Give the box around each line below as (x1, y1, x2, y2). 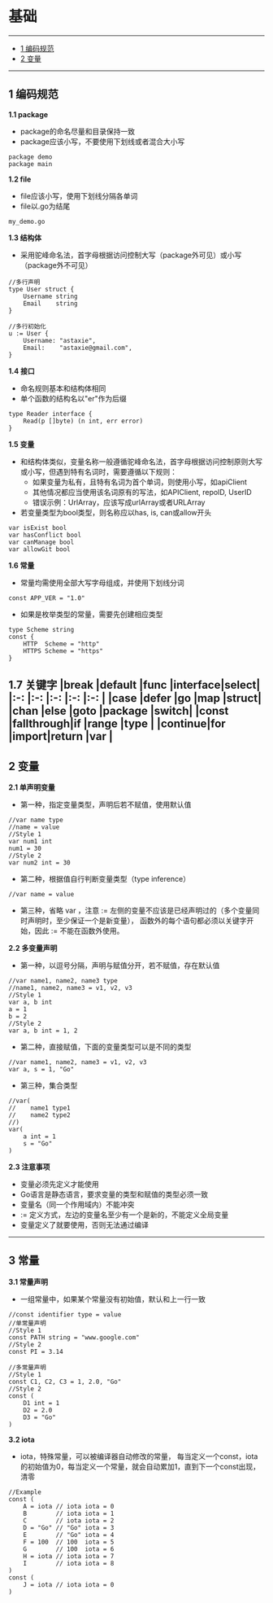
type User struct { (8, 285, 75, 293)
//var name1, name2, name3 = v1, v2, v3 (8, 1058, 148, 1066)
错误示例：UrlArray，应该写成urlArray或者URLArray (32, 497, 206, 507)
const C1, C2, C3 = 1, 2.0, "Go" (8, 1377, 122, 1386)
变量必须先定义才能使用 (19, 1179, 99, 1189)
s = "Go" (23, 1139, 53, 1148)
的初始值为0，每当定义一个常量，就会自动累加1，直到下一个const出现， (19, 1461, 260, 1471)
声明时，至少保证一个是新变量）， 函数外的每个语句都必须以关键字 (27, 915, 247, 925)
